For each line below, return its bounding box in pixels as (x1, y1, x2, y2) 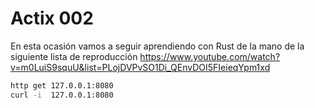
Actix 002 (10, 7, 94, 30)
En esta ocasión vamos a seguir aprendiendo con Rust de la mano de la (10, 40, 305, 52)
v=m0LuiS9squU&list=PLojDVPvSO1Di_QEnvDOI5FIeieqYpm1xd (10, 61, 271, 73)
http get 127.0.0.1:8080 (10, 80, 114, 91)
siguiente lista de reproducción (10, 50, 138, 62)
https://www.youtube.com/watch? (139, 50, 281, 62)
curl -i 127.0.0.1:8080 (10, 90, 114, 100)
